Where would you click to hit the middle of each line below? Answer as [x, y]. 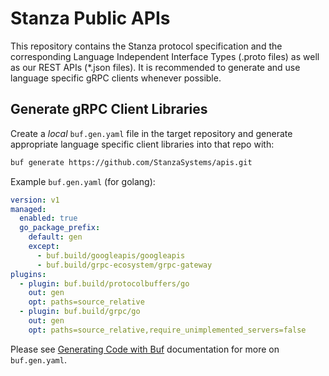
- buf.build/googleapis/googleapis [111, 255]
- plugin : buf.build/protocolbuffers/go [104, 283]
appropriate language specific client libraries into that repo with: [142, 144]
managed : [28, 209]
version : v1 [35, 200]
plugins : [28, 274]
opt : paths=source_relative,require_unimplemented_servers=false [167, 330]
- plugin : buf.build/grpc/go [80, 312]
